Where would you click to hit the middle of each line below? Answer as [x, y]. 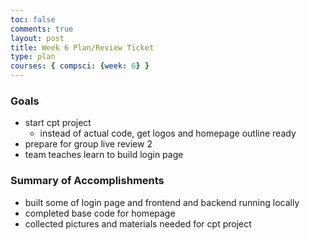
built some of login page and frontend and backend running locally [162, 202]
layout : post [37, 38]
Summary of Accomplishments [87, 181]
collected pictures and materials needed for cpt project [138, 223]
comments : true [42, 29]
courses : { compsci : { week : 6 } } [80, 66]
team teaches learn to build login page [104, 155]
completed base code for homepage [100, 213]
